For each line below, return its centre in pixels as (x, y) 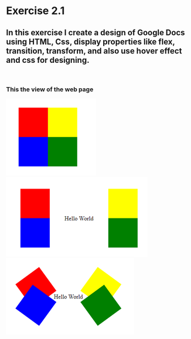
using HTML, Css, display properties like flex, (91, 41)
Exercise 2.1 (35, 11)
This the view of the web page (50, 89)
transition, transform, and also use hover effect (94, 51)
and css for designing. (48, 60)
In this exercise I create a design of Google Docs (96, 33)
